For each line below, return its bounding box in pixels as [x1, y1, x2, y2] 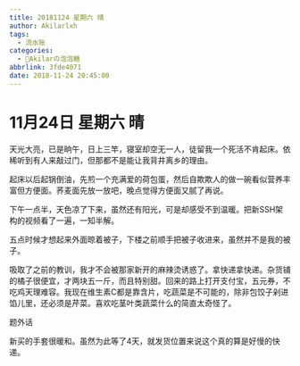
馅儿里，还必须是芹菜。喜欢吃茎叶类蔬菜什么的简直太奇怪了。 [9, 297, 237, 308]
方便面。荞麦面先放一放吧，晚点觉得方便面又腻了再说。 [24, 185, 229, 195]
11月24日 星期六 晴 [9, 112, 145, 132]
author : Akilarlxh [9, 21, 78, 30]
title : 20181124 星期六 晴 [9, 12, 104, 22]
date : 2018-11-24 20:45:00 [9, 71, 110, 80]
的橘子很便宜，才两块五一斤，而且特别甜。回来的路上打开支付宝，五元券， [9, 275, 283, 286]
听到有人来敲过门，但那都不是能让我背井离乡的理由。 [16, 154, 212, 165]
